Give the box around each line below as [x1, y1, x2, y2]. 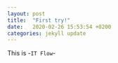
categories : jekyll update [7, 29, 86, 37]
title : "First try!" [7, 17, 71, 24]
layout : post [7, 10, 46, 17]
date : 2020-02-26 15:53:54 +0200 [7, 23, 112, 30]
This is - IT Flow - [7, 49, 56, 57]
